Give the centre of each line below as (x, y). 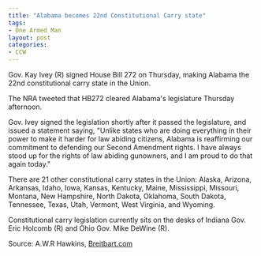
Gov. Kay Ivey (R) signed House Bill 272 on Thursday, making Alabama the (129, 75)
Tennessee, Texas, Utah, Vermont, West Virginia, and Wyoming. (112, 205)
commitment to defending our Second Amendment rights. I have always (125, 147)
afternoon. (25, 107)
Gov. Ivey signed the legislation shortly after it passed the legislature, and (127, 122)
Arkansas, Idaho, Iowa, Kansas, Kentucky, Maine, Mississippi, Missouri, (124, 188)
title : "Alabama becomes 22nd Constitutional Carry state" (107, 15)
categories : (28, 45)
